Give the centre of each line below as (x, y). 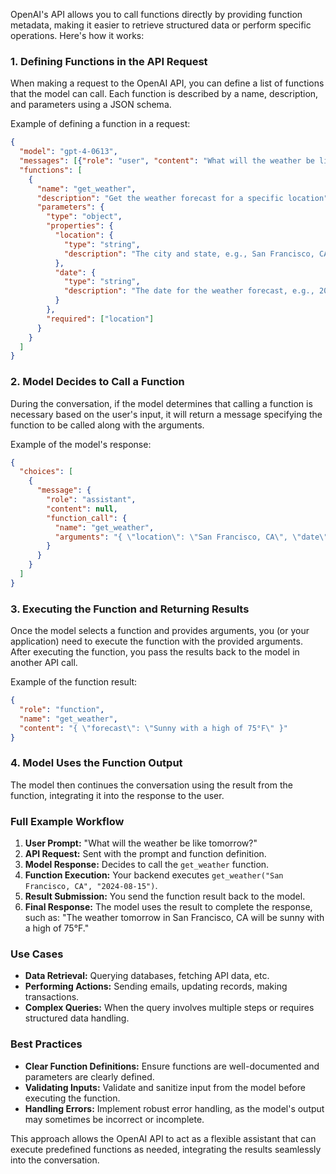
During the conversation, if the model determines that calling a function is (161, 403)
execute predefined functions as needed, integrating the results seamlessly (166, 1149)
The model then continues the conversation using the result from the (151, 785)
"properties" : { (80, 226)
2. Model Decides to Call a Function (97, 382)
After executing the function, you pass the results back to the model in (155, 652)
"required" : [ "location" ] (100, 319)
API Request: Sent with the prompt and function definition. (145, 854)
